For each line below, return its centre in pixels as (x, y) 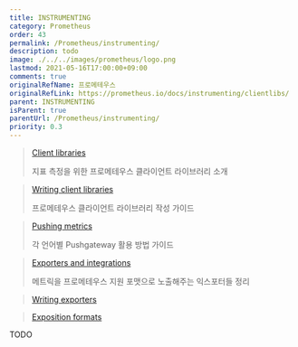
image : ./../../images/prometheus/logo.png (93, 60)
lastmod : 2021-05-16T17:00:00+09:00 (78, 69)
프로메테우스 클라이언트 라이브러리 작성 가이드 (113, 208)
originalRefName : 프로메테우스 (62, 85)
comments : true (38, 77)
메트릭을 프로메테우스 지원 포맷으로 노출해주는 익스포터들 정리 (141, 281)
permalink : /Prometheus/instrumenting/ (85, 43)
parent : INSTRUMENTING (52, 102)
